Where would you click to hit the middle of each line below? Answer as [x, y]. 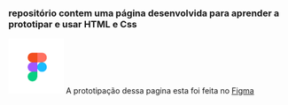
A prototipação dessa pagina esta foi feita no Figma [160, 91]
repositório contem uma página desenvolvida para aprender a [144, 13]
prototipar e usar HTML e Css [73, 24]
